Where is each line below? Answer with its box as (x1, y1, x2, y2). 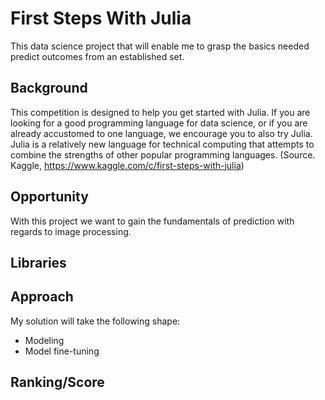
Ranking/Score (10, 374, 105, 391)
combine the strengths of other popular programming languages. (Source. (10, 148, 316, 161)
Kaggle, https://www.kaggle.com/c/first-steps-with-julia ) (10, 159, 245, 171)
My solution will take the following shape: (10, 315, 181, 327)
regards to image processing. (10, 225, 132, 237)
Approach (10, 288, 74, 306)
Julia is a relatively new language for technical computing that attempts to (10, 138, 315, 150)
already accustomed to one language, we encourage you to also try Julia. (10, 127, 313, 139)
